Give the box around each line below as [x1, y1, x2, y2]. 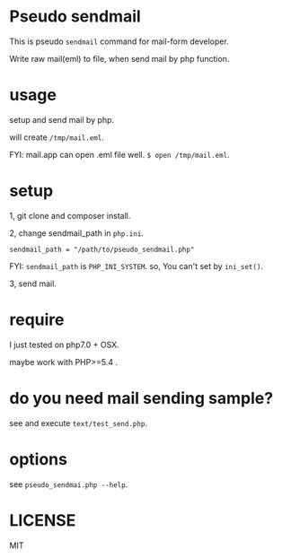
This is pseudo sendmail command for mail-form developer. [9, 36, 229, 47]
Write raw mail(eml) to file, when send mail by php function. [9, 53, 230, 64]
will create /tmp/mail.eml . [9, 132, 105, 143]
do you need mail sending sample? [9, 388, 274, 408]
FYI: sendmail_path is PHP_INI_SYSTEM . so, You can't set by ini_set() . [9, 260, 263, 271]
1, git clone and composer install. [9, 210, 131, 221]
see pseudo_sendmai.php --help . [9, 478, 128, 490]
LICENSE [9, 510, 76, 530]
